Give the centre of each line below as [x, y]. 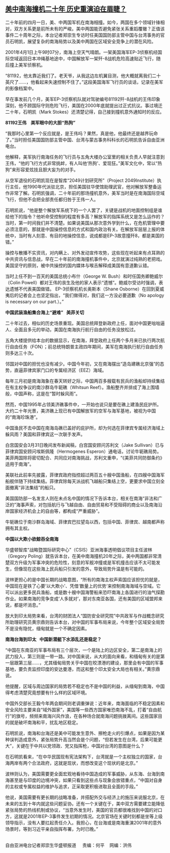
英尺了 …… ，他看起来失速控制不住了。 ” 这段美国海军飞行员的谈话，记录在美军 [84, 82]
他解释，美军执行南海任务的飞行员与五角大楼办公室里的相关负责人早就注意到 [85, 157]
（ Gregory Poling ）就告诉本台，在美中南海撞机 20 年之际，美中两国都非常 [81, 556]
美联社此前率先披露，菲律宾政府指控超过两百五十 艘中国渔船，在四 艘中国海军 [85, 475]
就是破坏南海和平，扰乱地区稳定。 [45, 722]
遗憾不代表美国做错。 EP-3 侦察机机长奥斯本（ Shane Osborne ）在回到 [82, 289]
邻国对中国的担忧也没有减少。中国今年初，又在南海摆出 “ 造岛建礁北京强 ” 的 [83, 364]
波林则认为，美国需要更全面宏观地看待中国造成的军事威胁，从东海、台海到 [83, 774]
